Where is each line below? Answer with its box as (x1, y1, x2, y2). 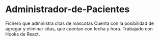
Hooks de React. (5, 31, 40, 37)
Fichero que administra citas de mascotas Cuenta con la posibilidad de (5, 20, 154, 26)
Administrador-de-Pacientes (5, 4, 130, 15)
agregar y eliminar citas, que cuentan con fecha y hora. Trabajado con (5, 25, 153, 31)
